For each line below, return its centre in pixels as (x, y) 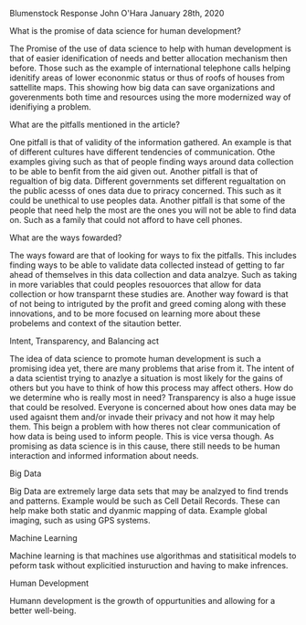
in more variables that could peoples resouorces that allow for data (136, 284)
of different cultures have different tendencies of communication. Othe (142, 152)
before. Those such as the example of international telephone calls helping (150, 68)
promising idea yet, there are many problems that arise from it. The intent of (152, 368)
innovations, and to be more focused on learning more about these (135, 313)
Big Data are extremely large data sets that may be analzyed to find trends (149, 491)
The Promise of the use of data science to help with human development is (151, 48)
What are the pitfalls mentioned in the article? (95, 124)
